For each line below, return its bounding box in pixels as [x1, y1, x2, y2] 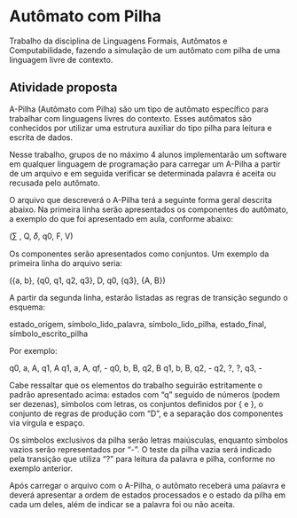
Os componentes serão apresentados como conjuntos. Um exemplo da [9, 248, 270, 259]
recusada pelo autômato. [9, 177, 100, 188]
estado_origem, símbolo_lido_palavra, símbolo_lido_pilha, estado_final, [9, 318, 267, 329]
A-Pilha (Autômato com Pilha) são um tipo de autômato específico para [9, 104, 269, 114]
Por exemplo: [9, 345, 58, 356]
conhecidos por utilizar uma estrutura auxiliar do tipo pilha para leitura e [9, 122, 272, 133]
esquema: [9, 302, 46, 312]
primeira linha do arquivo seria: [9, 257, 122, 268]
